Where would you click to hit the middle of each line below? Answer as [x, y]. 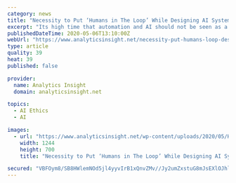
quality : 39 [25, 53]
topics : [19, 104]
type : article [28, 46]
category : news [29, 14]
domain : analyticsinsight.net [58, 92]
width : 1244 [37, 143]
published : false [33, 66]
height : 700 [37, 149]
